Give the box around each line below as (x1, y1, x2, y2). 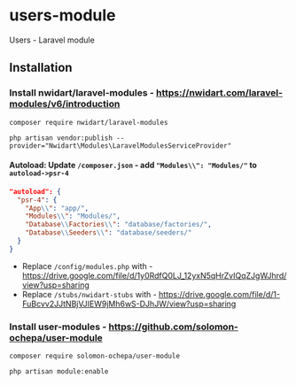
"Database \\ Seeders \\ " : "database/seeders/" (25, 228, 192, 237)
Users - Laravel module (9, 35, 95, 45)
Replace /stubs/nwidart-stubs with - (21, 289, 157, 299)
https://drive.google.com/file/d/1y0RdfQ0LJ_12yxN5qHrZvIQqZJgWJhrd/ (21, 270, 287, 281)
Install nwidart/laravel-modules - (9, 87, 155, 99)
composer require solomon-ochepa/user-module (9, 351, 180, 361)
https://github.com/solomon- (108, 320, 239, 333)
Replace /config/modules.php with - (21, 260, 153, 271)
